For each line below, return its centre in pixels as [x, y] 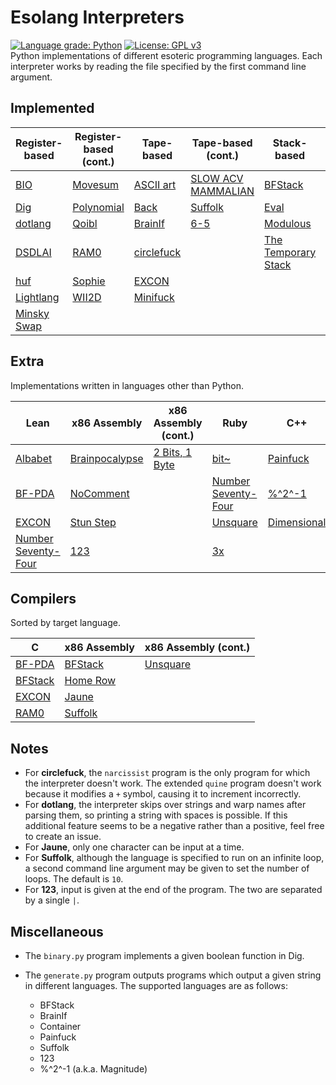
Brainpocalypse [106, 458]
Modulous [288, 223]
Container [60, 1026]
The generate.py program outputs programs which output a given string [173, 975]
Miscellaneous [57, 931]
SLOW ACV [217, 178]
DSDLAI [33, 252]
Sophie [89, 281]
